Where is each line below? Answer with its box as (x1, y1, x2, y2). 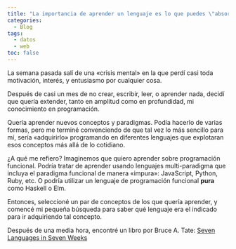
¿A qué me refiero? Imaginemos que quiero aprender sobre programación (7, 154, 221, 162)
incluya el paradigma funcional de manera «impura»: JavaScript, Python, (7, 169, 218, 177)
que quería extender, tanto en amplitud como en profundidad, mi (7, 97, 195, 105)
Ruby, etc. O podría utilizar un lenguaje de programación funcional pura (7, 176, 215, 184)
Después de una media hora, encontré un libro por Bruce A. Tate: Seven (7, 226, 216, 234)
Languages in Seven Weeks (7, 233, 88, 242)
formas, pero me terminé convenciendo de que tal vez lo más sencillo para (7, 126, 223, 134)
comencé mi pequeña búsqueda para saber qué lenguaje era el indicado (7, 205, 218, 213)
